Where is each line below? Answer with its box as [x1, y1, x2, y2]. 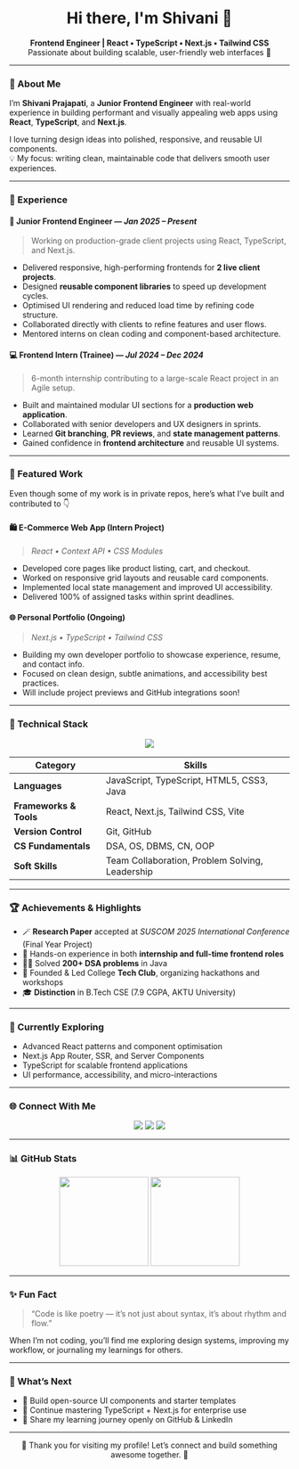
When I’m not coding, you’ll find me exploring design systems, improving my [9, 1335, 289, 1346]
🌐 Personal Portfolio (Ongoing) [9, 611, 126, 622]
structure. [21, 309, 59, 320]
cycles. [21, 291, 49, 301]
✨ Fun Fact [9, 1288, 58, 1301]
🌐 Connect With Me [9, 1100, 96, 1112]
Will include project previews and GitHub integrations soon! [21, 687, 240, 698]
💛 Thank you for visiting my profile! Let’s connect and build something [21, 1440, 278, 1451]
